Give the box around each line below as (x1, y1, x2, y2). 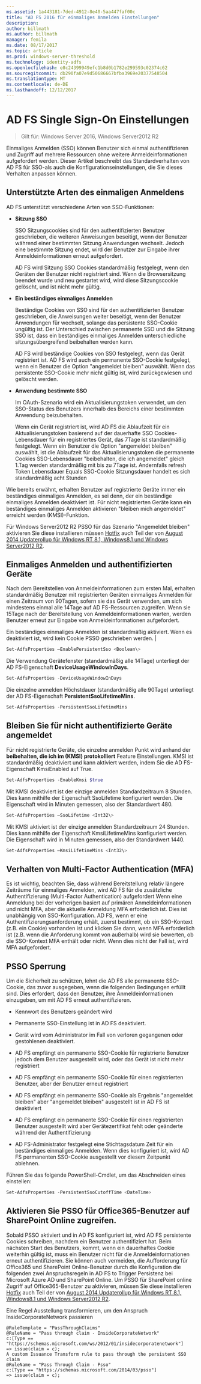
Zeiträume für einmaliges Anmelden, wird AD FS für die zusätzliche (6, 886, 172, 894)
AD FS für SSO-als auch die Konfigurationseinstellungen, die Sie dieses (6, 163, 183, 171)
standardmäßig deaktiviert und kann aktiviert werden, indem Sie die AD (6, 758, 182, 766)
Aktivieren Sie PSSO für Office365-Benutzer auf (6, 1206, 190, 1216)
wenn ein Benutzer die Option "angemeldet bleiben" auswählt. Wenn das (14, 362, 195, 370)
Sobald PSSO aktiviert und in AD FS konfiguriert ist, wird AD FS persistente (6, 1231, 191, 1239)
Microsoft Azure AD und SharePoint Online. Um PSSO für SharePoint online (6, 1276, 192, 1283)
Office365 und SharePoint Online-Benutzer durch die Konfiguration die (6, 1263, 181, 1270)
